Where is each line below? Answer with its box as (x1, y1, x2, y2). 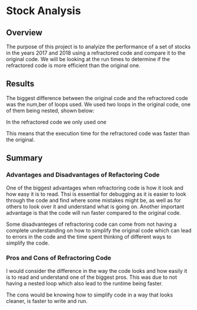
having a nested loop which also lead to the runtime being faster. (6, 279, 163, 286)
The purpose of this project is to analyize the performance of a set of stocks (6, 43, 191, 50)
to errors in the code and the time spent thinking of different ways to (6, 233, 172, 240)
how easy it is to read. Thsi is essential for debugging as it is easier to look (6, 190, 186, 198)
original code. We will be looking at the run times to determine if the (6, 56, 171, 62)
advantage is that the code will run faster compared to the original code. (6, 209, 181, 216)
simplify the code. (6, 239, 50, 246)
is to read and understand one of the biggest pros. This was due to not (6, 274, 178, 281)
